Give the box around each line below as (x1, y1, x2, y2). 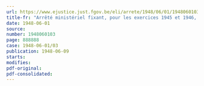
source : (6, 25, 26, 32)
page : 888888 (6, 37, 39, 43)
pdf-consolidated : (6, 71, 53, 77)
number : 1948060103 (6, 31, 56, 38)
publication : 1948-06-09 (6, 48, 69, 55)
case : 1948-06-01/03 (6, 43, 59, 49)
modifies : (6, 59, 32, 65)
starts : (6, 54, 26, 60)
